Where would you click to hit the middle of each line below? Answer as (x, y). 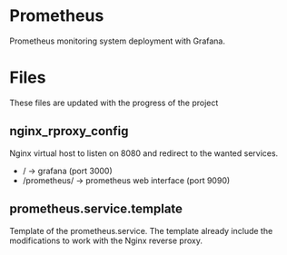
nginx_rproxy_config (69, 131)
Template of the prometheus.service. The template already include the (141, 230)
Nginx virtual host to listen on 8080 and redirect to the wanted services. (144, 153)
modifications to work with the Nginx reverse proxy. (106, 240)
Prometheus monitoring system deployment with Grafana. (117, 41)
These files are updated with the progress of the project (114, 103)
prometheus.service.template (96, 209)
